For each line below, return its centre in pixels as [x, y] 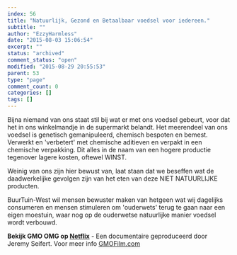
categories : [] [30, 93]
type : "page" [27, 80]
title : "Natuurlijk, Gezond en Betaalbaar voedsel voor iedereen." [109, 21]
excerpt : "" [25, 47]
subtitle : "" [27, 27]
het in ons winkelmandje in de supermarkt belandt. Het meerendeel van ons [117, 127]
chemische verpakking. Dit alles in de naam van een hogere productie [109, 150]
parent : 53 [23, 73]
